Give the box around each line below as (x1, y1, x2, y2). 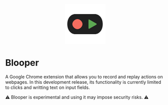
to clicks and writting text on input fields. (5, 84, 90, 90)
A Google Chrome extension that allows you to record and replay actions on (5, 73, 163, 79)
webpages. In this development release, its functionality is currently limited (5, 79, 161, 85)
